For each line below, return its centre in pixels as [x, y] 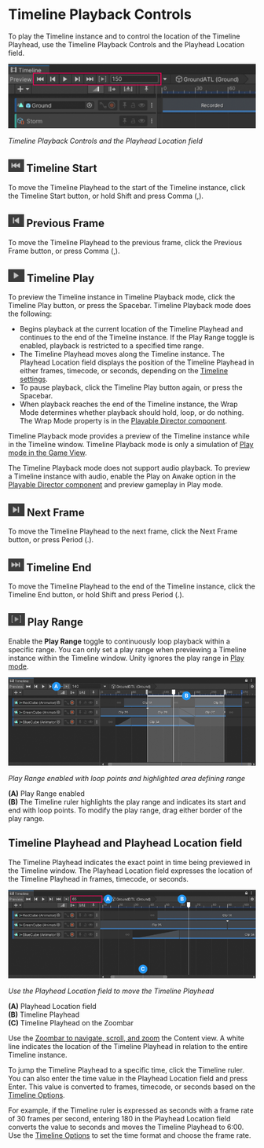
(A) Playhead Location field [52, 1006]
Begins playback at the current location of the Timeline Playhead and [131, 329]
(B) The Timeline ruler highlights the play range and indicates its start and [127, 801]
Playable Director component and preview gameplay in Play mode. [116, 485]
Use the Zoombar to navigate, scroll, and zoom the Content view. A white [126, 1038]
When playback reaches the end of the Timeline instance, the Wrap [128, 404]
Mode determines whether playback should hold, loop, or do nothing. [132, 413]
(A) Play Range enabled [46, 793]
